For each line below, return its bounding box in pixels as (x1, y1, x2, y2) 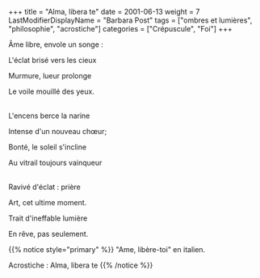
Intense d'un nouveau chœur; (8, 127, 107, 136)
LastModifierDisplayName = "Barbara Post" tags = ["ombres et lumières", (8, 15, 253, 25)
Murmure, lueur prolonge (8, 71, 92, 80)
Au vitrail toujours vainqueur (8, 158, 103, 167)
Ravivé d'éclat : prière (8, 182, 81, 192)
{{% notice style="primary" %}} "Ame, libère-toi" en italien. (8, 245, 206, 254)
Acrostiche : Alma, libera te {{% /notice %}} (8, 260, 153, 270)
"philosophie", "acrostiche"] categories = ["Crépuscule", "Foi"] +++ (8, 24, 233, 33)
